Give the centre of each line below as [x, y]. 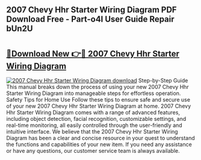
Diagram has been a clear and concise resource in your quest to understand [101, 138]
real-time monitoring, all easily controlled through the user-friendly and [94, 125]
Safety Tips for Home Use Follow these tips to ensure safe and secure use [98, 100]
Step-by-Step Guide [163, 80]
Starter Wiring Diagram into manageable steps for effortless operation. [94, 93]
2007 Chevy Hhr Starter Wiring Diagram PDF [91, 10]
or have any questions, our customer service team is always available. [93, 151]
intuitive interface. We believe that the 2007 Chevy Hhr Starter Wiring [92, 131]
